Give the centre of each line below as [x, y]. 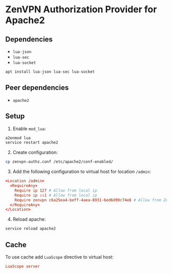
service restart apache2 [32, 143]
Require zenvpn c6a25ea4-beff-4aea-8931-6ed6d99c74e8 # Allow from [88, 200]
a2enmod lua [18, 138]
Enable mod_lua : [29, 129]
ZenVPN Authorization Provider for [81, 9]
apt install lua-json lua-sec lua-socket [50, 72]
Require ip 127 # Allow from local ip [56, 191]
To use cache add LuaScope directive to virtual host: [59, 257]
